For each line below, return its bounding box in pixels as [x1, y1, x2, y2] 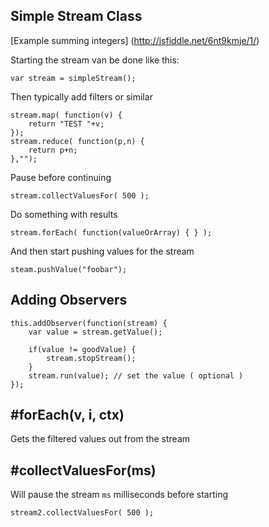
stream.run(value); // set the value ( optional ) [28, 370, 244, 381]
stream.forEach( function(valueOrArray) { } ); [10, 227, 213, 238]
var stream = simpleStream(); [10, 73, 137, 83]
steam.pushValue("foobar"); [10, 264, 128, 274]
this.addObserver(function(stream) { [10, 318, 168, 328]
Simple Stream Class [10, 8, 143, 25]
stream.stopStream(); [46, 353, 137, 363]
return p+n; [28, 145, 78, 155]
